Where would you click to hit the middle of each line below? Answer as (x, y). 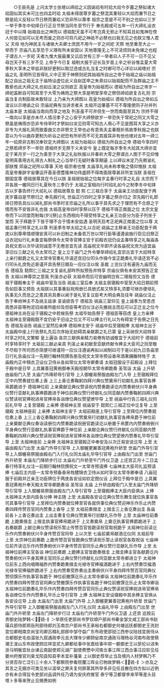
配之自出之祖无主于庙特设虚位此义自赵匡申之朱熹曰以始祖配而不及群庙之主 (80, 81)
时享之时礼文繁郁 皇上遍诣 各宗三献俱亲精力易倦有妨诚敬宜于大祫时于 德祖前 (82, 338)
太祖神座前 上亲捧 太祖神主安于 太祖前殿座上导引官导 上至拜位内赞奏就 (85, 411)
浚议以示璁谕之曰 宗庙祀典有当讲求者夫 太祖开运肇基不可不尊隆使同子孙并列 (81, 105)
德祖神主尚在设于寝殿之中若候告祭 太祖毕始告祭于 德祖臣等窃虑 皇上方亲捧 (80, 313)
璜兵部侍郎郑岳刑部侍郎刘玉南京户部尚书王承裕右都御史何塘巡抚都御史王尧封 (82, 625)
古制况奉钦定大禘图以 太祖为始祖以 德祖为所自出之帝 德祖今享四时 (92, 142)
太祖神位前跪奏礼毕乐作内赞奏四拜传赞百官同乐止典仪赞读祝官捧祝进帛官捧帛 (82, 589)
